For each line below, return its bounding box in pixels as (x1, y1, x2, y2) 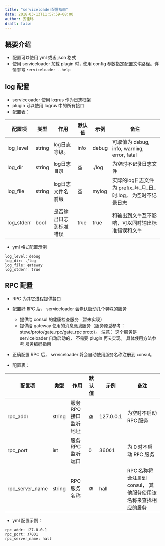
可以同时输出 (122, 219, 152, 226)
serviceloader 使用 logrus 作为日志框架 (12, 97, 91, 102)
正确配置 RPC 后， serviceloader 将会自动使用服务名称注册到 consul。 (12, 351, 155, 357)
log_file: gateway (5, 262, 43, 268)
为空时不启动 (127, 409, 157, 416)
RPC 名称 (127, 467, 148, 474)
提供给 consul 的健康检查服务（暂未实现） (19, 316, 105, 322)
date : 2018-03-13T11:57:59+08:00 (5, 12, 74, 17)
